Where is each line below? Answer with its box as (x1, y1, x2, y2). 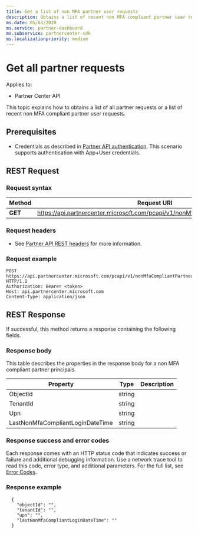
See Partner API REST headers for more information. (14, 240, 143, 247)
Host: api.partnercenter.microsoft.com (6, 289, 104, 295)
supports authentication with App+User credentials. (14, 149, 140, 156)
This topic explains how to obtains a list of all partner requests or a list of (6, 104, 183, 111)
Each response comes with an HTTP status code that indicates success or (6, 450, 187, 457)
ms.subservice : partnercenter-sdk (6, 31, 91, 37)
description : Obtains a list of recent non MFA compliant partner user (6, 14, 186, 20)
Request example (6, 255, 57, 263)
